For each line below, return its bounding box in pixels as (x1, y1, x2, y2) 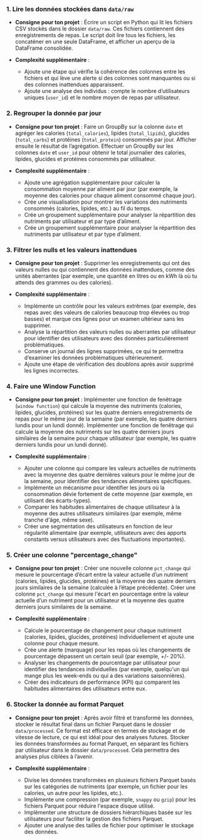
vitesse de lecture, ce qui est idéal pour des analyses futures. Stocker (15, 733, 190, 740)
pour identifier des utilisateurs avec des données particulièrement (24, 334, 189, 342)
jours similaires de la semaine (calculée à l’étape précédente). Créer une (15, 584, 196, 591)
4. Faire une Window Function (6, 382, 96, 390)
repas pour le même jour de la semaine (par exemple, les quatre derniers (15, 415, 197, 422)
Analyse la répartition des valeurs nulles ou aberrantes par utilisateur (24, 328, 196, 336)
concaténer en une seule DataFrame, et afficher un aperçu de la (15, 38, 175, 46)
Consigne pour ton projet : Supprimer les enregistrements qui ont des (15, 259, 191, 266)
